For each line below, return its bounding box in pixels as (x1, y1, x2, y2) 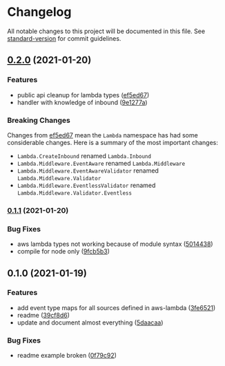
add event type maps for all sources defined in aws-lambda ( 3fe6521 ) (17, 303, 216, 311)
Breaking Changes (7, 115, 71, 125)
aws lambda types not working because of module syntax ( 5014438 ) (17, 240, 213, 249)
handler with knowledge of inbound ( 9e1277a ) (17, 98, 148, 106)
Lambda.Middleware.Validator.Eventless (17, 189, 133, 197)
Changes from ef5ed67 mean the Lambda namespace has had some (7, 131, 198, 139)
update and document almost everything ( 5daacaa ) (17, 318, 164, 327)
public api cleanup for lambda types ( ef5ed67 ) (17, 90, 150, 99)
